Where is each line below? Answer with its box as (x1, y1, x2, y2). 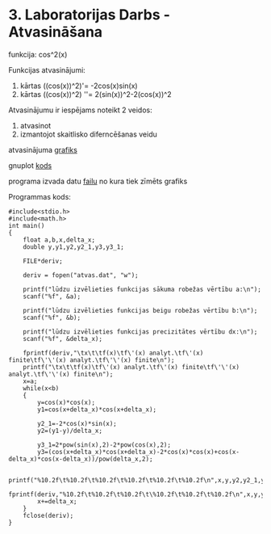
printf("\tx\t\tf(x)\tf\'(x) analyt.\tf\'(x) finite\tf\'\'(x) (23, 363, 240, 371)
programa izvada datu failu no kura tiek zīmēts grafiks (8, 176, 188, 186)
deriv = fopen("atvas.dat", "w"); (23, 271, 139, 280)
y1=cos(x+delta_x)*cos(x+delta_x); (37, 406, 157, 414)
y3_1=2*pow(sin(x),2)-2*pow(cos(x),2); (37, 440, 172, 449)
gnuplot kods (8, 160, 52, 170)
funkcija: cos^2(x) (8, 49, 68, 59)
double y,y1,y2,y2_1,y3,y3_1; (23, 242, 125, 251)
